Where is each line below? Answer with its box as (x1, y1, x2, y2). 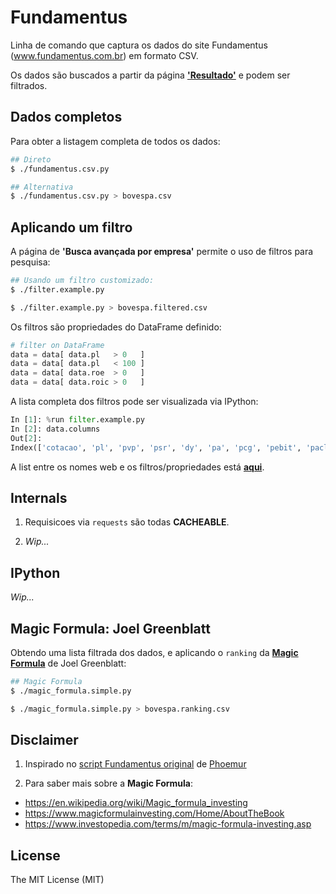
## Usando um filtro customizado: (10, 276, 155, 286)
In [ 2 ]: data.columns (10, 424, 101, 434)
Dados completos (10, 109, 123, 126)
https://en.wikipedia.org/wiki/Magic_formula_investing (24, 797, 248, 809)
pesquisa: (10, 256, 51, 268)
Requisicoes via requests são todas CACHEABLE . (24, 516, 230, 528)
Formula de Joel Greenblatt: (10, 657, 127, 669)
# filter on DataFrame (10, 340, 105, 350)
